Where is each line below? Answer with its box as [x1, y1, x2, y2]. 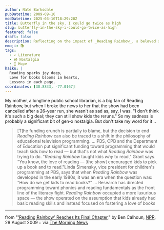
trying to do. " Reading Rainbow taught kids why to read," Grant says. [17, 153, 156, 159]
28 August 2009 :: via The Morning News [5, 219, 88, 225]
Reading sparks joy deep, [9, 71, 62, 76]
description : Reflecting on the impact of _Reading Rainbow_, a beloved [5, 39, 156, 44]
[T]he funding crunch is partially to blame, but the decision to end [17, 128, 149, 134]
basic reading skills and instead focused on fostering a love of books [17, 200, 156, 206]
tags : [5, 48, 16, 53]
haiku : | [5, 66, 23, 71]
